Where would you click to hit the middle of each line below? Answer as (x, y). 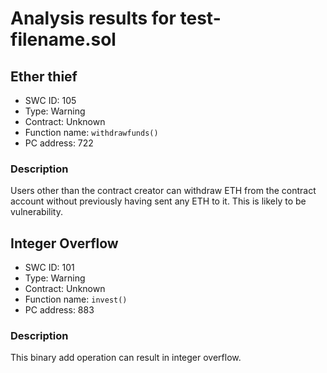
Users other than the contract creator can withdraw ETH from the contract (163, 191)
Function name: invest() (76, 299)
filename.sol (63, 39)
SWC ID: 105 (50, 100)
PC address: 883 (59, 310)
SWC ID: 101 (49, 268)
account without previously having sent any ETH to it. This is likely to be (158, 201)
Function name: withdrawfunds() (91, 132)
